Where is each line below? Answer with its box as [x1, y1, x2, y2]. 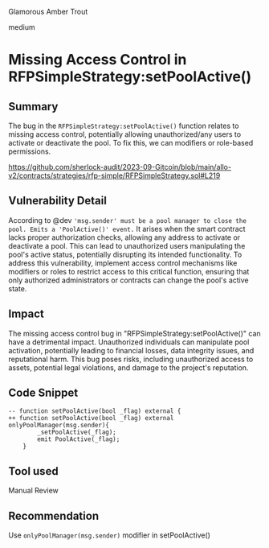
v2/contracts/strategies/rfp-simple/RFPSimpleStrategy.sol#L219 [8, 171, 221, 180]
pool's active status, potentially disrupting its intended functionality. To [8, 249, 243, 259]
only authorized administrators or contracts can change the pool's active [8, 275, 249, 285]
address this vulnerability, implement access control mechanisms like [8, 258, 238, 268]
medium [8, 23, 35, 31]
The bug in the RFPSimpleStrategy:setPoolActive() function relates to [8, 121, 239, 130]
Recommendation [8, 509, 99, 522]
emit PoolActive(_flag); [37, 435, 120, 443]
